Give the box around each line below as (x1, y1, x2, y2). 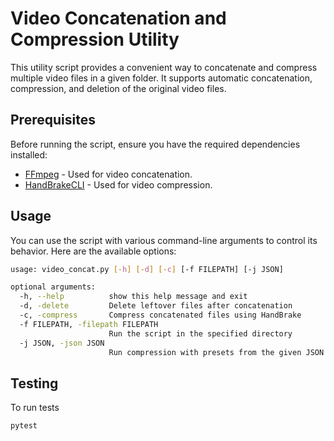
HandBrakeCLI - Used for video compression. (24, 178, 213, 191)
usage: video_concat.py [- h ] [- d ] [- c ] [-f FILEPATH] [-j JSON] (10, 264, 284, 274)
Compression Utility (10, 28, 180, 51)
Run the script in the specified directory (108, 328, 293, 339)
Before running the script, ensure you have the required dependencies (10, 138, 301, 150)
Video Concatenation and (10, 7, 227, 30)
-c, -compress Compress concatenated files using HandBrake (19, 310, 302, 321)
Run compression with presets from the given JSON (108, 347, 325, 357)
